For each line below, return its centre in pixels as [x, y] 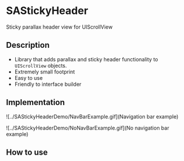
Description [28, 45]
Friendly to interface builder [48, 84]
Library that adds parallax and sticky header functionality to [86, 59]
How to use [27, 152]
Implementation [36, 102]
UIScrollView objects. [41, 65]
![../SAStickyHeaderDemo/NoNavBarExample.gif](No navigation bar [88, 128]
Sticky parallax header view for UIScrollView [59, 27]
